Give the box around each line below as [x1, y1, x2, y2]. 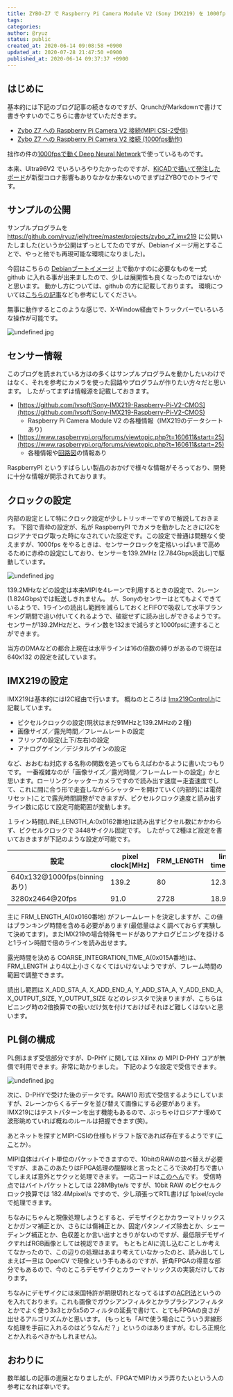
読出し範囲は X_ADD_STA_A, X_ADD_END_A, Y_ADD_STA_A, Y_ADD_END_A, [7, 985, 223, 994]
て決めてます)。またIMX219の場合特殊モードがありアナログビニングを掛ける [7, 929, 225, 938]
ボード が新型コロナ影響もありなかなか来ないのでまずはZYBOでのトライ [7, 173, 213, 181]
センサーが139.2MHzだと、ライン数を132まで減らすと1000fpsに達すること [7, 621, 221, 629]
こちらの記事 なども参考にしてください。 [25, 291, 141, 299]
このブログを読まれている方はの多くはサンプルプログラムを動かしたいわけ [7, 370, 220, 378]
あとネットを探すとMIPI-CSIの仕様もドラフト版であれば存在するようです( [7, 1131, 217, 1140]
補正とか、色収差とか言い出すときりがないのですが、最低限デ [31, 1230, 207, 1239]
